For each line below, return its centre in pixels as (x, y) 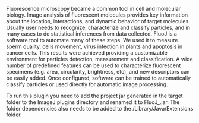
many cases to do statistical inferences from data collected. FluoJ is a (91, 34)
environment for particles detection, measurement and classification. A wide (99, 59)
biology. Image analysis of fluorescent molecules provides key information (97, 15)
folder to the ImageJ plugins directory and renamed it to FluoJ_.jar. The (93, 102)
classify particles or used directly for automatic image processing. (87, 84)
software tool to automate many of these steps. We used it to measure (92, 40)
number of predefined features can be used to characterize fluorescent (94, 65)
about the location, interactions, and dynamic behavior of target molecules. (98, 21)
